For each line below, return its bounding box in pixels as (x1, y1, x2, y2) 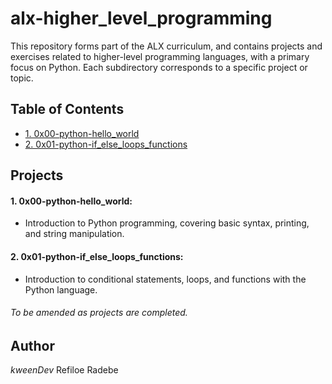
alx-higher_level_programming (10, 7, 273, 30)
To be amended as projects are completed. (10, 307, 188, 319)
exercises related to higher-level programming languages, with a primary (10, 50, 310, 62)
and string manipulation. (24, 228, 125, 240)
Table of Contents (10, 101, 125, 118)
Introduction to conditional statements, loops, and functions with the (24, 273, 307, 285)
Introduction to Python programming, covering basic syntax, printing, (24, 217, 310, 229)
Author (10, 337, 55, 354)
